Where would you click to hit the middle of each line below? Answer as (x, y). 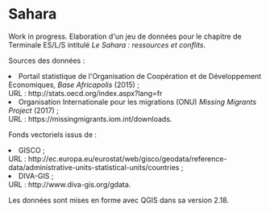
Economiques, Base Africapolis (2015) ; (74, 85)
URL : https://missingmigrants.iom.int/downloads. (90, 118)
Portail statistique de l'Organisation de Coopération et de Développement (140, 76)
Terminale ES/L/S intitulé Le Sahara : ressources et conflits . (107, 44)
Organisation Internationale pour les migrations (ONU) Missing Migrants (137, 102)
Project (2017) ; (33, 110)
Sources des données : (47, 60)
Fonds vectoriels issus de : (53, 135)
